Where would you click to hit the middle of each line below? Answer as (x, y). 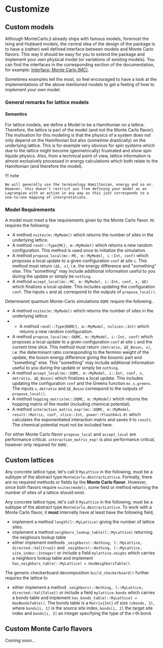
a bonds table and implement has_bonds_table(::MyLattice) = (74, 598)
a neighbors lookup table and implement (53, 558)
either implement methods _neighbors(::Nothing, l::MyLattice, (77, 543)
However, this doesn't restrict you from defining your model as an (76, 189)
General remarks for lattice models (47, 102)
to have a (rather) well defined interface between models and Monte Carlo (80, 49)
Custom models (30, 27)
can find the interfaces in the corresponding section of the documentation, (80, 65)
